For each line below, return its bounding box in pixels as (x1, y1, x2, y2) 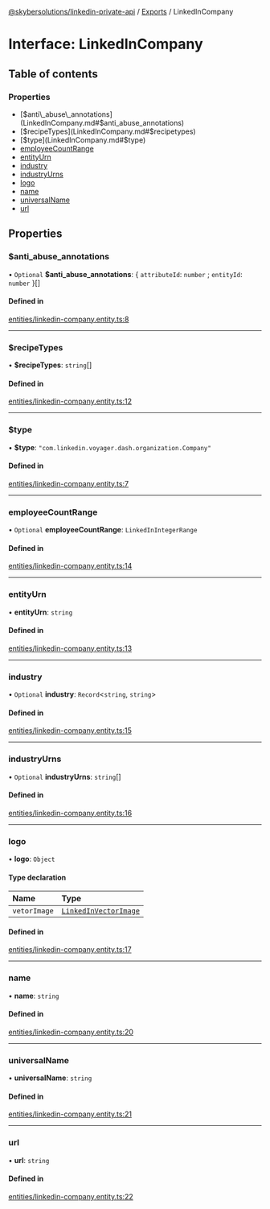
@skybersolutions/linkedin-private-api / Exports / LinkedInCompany (8, 7, 234, 16)
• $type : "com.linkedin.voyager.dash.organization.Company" (8, 442, 211, 452)
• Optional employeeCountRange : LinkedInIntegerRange (8, 525, 198, 535)
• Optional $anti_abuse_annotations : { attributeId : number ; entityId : (8, 269, 243, 279)
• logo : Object (8, 854, 55, 864)
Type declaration (8, 872, 67, 882)
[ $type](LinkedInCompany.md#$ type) (19, 135, 146, 144)
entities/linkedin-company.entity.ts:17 (8, 945, 132, 954)
